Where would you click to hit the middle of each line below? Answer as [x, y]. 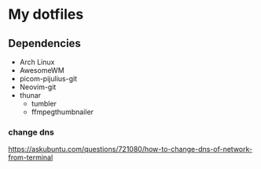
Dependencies [44, 43]
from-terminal [31, 157]
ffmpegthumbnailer [62, 112]
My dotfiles [46, 14]
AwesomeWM [42, 70]
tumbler [44, 104]
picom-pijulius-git [48, 79]
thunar [30, 95]
